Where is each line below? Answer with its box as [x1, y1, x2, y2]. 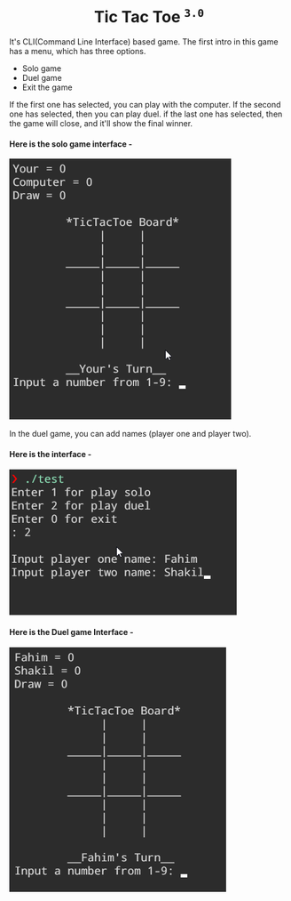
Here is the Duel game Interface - [9, 627, 134, 638]
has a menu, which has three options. [9, 46, 146, 57]
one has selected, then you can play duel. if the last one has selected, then [9, 109, 283, 119]
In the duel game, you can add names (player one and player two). [9, 429, 252, 439]
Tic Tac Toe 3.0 [93, 6, 205, 28]
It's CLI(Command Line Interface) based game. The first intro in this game [9, 36, 279, 47]
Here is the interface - [9, 449, 91, 460]
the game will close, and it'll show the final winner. [9, 118, 193, 129]
